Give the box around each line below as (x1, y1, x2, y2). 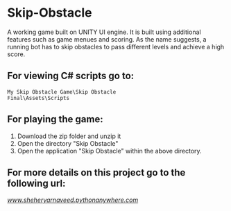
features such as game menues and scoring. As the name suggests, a (7, 35, 207, 43)
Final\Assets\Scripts (7, 94, 70, 101)
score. (7, 50, 26, 58)
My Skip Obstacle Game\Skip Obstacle (7, 88, 117, 95)
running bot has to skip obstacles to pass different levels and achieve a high (7, 42, 225, 51)
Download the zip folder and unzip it (17, 132, 121, 140)
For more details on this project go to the (7, 167, 186, 178)
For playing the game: (7, 113, 103, 126)
